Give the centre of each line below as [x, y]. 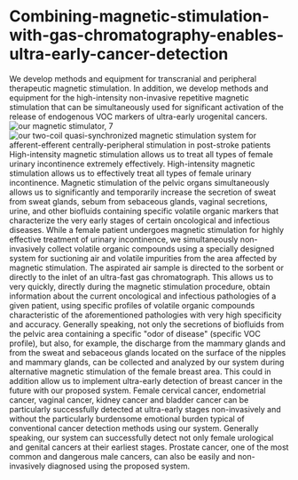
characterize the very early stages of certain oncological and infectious [140, 220]
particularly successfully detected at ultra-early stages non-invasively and [145, 409]
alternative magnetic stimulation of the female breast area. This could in [141, 372]
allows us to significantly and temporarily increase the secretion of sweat [143, 192]
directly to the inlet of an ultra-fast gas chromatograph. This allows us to [141, 276]
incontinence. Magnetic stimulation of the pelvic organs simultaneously [139, 182]
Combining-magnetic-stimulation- [139, 16]
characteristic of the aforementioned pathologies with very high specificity [145, 315]
